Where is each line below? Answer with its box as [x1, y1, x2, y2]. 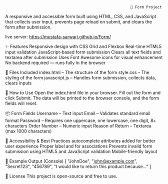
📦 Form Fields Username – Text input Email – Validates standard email [5, 110, 150, 116]
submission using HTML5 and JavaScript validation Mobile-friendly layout [5, 148, 157, 154]
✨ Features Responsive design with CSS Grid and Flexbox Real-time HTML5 [5, 43, 162, 49]
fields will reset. [5, 100, 37, 106]
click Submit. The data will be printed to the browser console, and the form [5, 95, 159, 101]
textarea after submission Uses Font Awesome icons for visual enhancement [5, 54, 163, 60]
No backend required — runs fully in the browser [5, 60, 106, 65]
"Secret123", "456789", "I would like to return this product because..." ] [5, 163, 151, 169]
